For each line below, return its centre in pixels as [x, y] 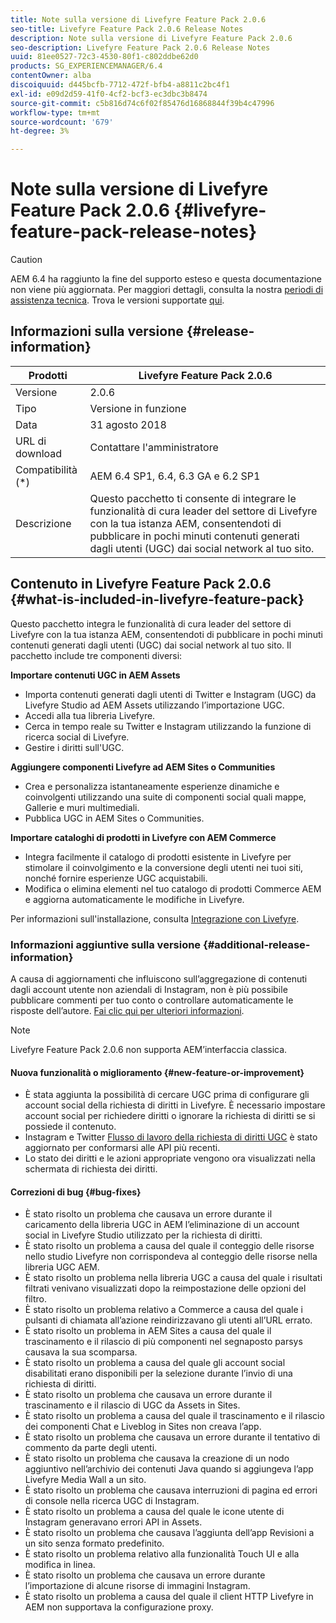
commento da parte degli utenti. [91, 1448]
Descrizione [43, 523]
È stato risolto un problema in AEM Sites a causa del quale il [148, 1331]
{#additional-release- [256, 944]
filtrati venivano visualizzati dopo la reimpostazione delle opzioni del [165, 1288]
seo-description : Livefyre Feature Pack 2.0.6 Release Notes [140, 47]
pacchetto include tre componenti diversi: [96, 655]
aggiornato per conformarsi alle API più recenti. [122, 1148]
